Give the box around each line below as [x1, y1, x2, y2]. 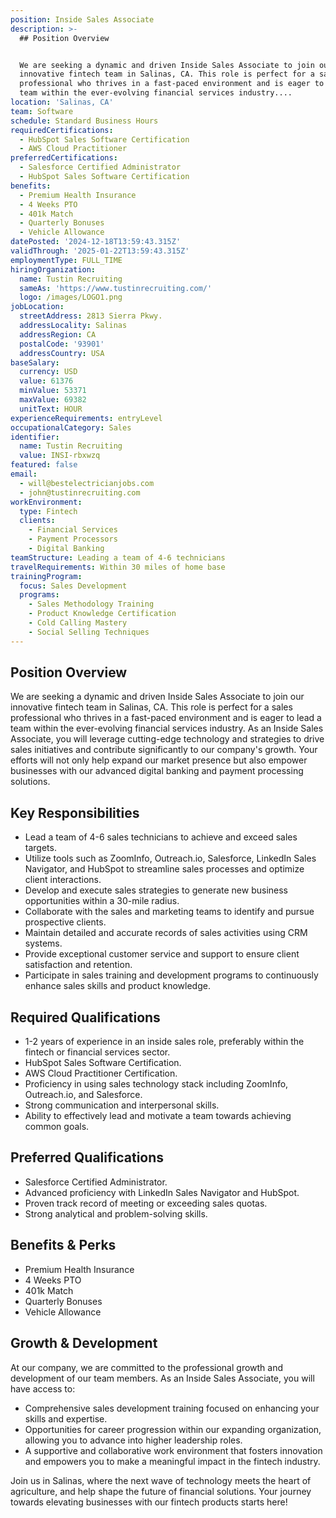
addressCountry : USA [19, 348, 105, 358]
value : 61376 [19, 376, 74, 386]
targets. [24, 842, 57, 854]
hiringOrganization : [10, 264, 97, 275]
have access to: [10, 1382, 76, 1395]
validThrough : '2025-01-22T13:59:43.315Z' [10, 246, 190, 256]
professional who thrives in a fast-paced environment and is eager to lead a [10, 712, 322, 724]
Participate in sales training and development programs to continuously [24, 969, 319, 981]
